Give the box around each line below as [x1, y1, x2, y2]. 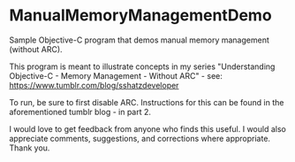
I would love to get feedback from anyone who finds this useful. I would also [9, 123, 287, 134]
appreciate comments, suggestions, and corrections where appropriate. [9, 133, 271, 143]
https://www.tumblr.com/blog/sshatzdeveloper [9, 80, 179, 90]
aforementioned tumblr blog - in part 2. [9, 106, 152, 117]
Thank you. [9, 143, 50, 153]
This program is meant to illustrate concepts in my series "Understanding [9, 61, 276, 72]
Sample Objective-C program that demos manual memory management [9, 35, 269, 45]
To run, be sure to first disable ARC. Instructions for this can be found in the [9, 96, 284, 107]
